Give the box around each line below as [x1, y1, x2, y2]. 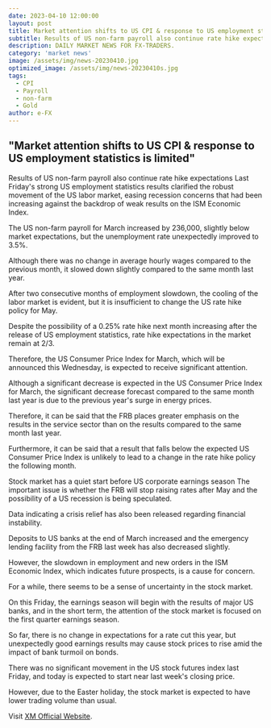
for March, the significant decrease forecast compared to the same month [8, 386, 255, 396]
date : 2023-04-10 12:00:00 [8, 11, 99, 20]
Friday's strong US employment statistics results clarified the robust [8, 181, 234, 191]
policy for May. [8, 306, 58, 315]
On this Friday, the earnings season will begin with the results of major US [8, 597, 254, 607]
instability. [8, 518, 43, 527]
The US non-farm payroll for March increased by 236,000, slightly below [8, 223, 250, 232]
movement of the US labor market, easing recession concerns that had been [8, 190, 263, 200]
